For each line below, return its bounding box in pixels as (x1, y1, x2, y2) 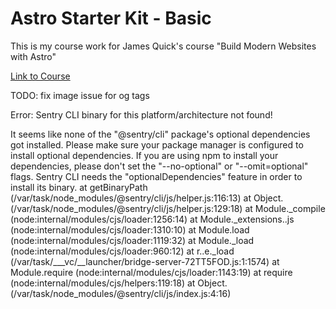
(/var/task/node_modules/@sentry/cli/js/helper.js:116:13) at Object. (10, 192, 284, 204)
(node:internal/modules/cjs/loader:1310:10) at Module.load (10, 223, 250, 236)
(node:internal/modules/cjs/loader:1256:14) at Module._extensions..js (10, 213, 295, 225)
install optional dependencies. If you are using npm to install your (10, 149, 279, 161)
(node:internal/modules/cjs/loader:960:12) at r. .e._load (10, 245, 235, 257)
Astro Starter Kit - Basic (10, 7, 212, 30)
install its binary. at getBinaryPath (10, 181, 148, 193)
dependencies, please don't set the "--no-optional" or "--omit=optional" (10, 160, 309, 172)
